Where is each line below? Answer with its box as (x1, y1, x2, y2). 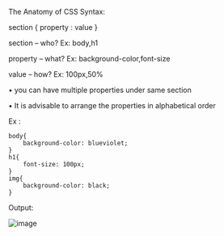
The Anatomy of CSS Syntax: (8, 7, 105, 16)
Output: (8, 203, 34, 213)
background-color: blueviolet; (23, 139, 129, 147)
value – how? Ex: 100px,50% (8, 70, 104, 79)
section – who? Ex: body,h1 (8, 38, 99, 48)
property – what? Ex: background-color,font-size (8, 54, 171, 63)
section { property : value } (8, 23, 99, 32)
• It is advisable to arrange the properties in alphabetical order (8, 101, 216, 110)
